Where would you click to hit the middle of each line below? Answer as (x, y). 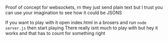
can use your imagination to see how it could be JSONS (64, 13)
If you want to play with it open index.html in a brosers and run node (76, 23)
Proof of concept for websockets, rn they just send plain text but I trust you (84, 7)
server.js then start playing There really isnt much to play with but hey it (82, 28)
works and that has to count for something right (55, 33)
